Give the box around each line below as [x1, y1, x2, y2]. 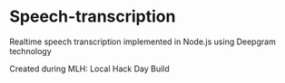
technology [9, 45, 52, 56]
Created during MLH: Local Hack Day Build [9, 63, 170, 74]
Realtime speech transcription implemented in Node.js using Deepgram [9, 36, 277, 47]
